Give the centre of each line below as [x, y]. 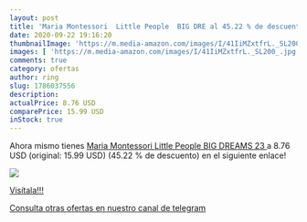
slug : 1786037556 [42, 86]
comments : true [38, 60]
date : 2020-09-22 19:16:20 [61, 35]
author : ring [34, 78]
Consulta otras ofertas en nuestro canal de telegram [108, 208]
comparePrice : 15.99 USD [57, 111]
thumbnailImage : [40, 43]
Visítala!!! [26, 190]
